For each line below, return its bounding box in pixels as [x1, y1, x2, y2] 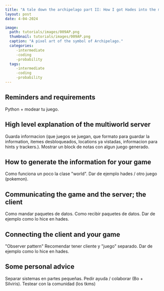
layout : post [5, 12, 32, 17]
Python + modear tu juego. [5, 106, 59, 112]
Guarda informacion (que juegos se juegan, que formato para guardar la [5, 133, 150, 139]
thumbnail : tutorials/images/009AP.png [9, 34, 91, 39]
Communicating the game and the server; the [5, 190, 146, 199]
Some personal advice [5, 263, 75, 271]
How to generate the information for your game [5, 157, 151, 166]
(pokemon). [5, 176, 28, 182]
